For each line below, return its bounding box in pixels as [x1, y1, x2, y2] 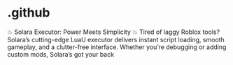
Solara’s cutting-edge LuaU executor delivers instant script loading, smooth [7, 35, 225, 44]
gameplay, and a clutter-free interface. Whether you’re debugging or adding [7, 43, 227, 51]
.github [7, 5, 50, 21]
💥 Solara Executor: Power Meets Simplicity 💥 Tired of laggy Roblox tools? [7, 28, 220, 36]
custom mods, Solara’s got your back [7, 50, 114, 58]
